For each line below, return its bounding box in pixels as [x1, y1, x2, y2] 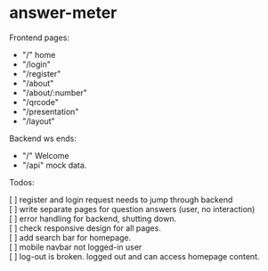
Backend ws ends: [9, 133, 77, 144]
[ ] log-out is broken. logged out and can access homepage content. [9, 250, 260, 261]
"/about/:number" [21, 87, 87, 98]
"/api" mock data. [21, 160, 87, 170]
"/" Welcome [21, 150, 69, 160]
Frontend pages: [9, 32, 69, 43]
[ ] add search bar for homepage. [9, 232, 132, 242]
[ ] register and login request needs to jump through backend [9, 194, 233, 205]
